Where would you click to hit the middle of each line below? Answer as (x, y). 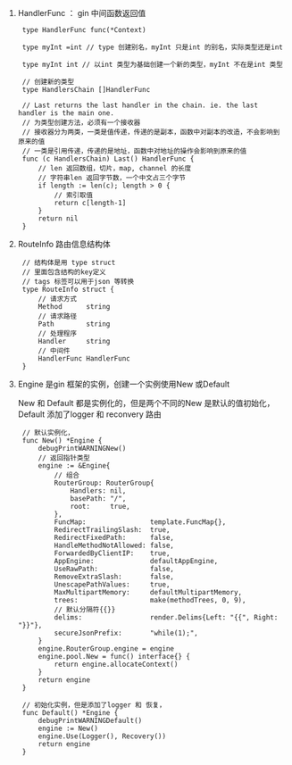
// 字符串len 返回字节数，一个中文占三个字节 (112, 178)
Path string (74, 324)
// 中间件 (54, 351)
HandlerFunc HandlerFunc (84, 359)
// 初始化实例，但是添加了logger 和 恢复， (94, 705)
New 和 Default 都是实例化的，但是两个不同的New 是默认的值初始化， (146, 403)
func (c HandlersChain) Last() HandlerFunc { (108, 159)
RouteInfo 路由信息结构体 (64, 244)
